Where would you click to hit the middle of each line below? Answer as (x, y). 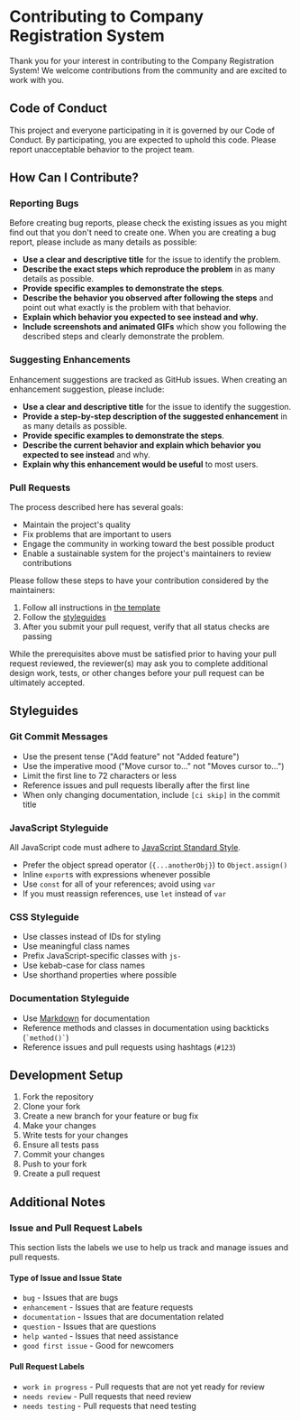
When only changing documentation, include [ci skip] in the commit (151, 794)
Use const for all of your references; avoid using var (119, 884)
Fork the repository (58, 1097)
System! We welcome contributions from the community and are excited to (148, 70)
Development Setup (66, 1075)
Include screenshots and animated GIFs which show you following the (154, 327)
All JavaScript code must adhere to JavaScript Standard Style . (125, 848)
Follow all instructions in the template (91, 608)
